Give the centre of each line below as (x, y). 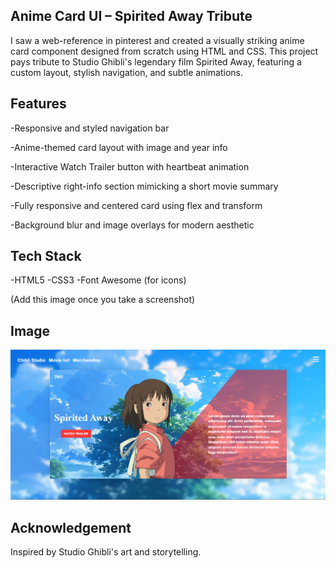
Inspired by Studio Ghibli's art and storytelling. (106, 551)
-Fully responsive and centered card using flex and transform (136, 205)
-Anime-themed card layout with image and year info (119, 147)
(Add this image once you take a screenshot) (103, 300)
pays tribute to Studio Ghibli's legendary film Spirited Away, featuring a (156, 61)
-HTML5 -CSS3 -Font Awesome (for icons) (98, 280)
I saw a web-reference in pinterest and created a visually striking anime (157, 40)
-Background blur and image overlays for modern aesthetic (132, 225)
